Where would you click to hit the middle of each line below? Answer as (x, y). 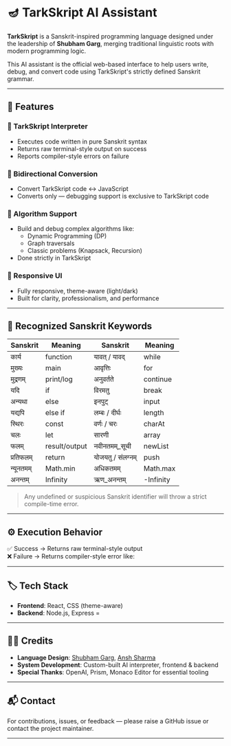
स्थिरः (17, 424)
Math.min (60, 468)
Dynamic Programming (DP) (67, 236)
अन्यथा (19, 402)
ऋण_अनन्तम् (110, 479)
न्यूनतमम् (21, 468)
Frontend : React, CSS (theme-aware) (70, 605)
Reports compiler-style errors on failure (73, 156)
